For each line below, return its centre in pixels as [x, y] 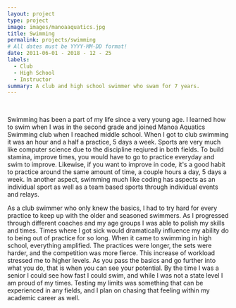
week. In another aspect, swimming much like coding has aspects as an [112, 180]
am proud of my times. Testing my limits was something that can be [105, 283]
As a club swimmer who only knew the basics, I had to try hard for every [112, 208]
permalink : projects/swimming [52, 40]
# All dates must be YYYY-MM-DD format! [68, 47]
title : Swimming [31, 33]
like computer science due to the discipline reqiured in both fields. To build [116, 149]
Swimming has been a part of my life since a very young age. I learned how [117, 120]
